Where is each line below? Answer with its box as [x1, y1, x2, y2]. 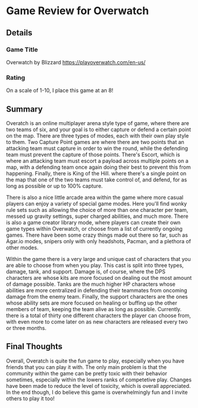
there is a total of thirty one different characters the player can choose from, [6, 312, 192, 319]
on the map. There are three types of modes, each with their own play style [6, 132, 189, 139]
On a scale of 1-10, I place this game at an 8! [6, 87, 114, 94]
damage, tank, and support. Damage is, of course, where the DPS [6, 267, 166, 275]
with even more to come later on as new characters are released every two [6, 318, 188, 325]
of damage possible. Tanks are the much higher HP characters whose [6, 280, 176, 288]
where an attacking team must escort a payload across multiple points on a [6, 157, 189, 164]
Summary [6, 104, 43, 114]
